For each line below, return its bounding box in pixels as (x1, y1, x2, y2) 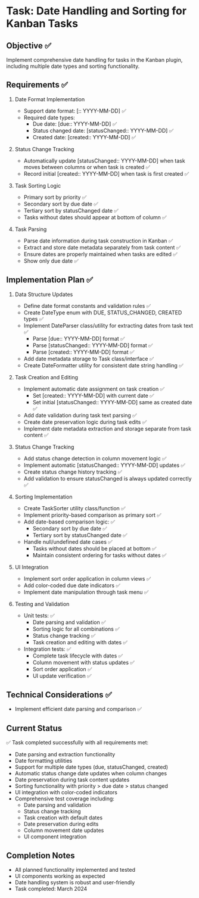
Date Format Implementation (14, 95, 85, 102)
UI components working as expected (14, 872, 105, 880)
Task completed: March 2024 (14, 885, 88, 893)
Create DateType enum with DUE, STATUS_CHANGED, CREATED (23, 308, 182, 316)
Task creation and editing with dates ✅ (32, 638, 128, 646)
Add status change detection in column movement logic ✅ (23, 454, 167, 462)
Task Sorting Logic (14, 182, 61, 189)
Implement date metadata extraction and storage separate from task (23, 425, 192, 432)
